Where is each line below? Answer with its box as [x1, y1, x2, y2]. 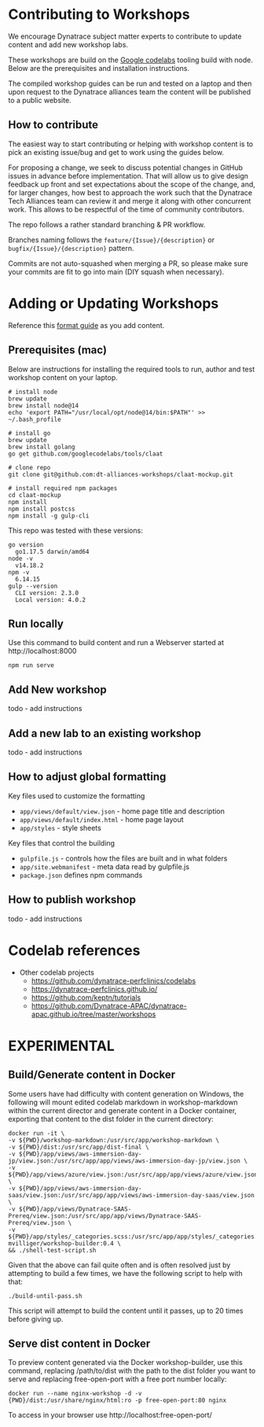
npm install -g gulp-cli [8, 511, 90, 520]
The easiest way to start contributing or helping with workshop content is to [8, 139, 254, 149]
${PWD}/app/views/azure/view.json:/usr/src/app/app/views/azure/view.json [8, 1171, 258, 1178]
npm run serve [8, 662, 55, 669]
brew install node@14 [8, 401, 79, 410]
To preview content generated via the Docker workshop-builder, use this [8, 1358, 244, 1367]
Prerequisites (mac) [8, 344, 108, 357]
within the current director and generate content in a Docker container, [8, 1105, 237, 1115]
